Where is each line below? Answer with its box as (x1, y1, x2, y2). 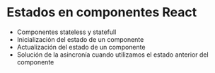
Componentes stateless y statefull (16, 28, 117, 36)
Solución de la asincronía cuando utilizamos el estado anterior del (16, 50, 209, 59)
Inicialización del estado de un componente (16, 35, 144, 43)
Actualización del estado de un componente (16, 43, 146, 51)
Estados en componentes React (6, 4, 197, 21)
